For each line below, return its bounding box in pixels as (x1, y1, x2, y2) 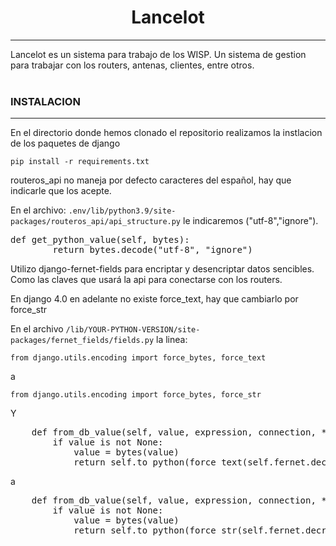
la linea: (156, 334, 188, 346)
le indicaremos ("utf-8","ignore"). (182, 215, 319, 227)
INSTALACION (10, 94, 81, 108)
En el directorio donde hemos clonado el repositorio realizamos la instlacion (10, 127, 323, 139)
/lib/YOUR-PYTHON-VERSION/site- (65, 325, 201, 335)
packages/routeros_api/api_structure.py (10, 217, 182, 227)
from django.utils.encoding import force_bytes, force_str (10, 390, 262, 400)
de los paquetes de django (10, 137, 121, 150)
